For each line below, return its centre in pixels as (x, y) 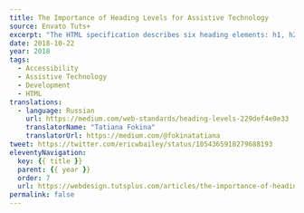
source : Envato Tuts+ (50, 26)
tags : (19, 60)
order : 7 (34, 178)
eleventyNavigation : (48, 152)
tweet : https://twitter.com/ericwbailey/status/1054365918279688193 (141, 144)
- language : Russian (56, 111)
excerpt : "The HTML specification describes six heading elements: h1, (147, 34)
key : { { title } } (50, 161)
